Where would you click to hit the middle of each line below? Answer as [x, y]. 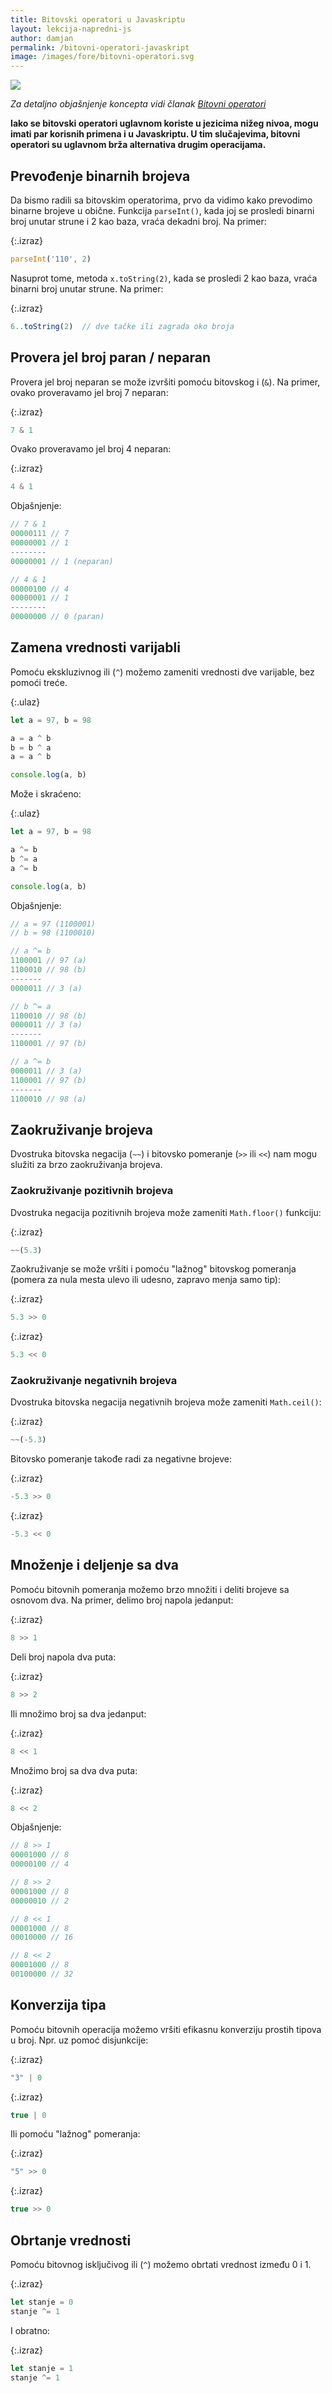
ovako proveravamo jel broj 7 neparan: [89, 392]
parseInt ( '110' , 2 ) [51, 259]
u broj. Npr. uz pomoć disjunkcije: [79, 2040]
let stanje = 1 [42, 2368]
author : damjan [42, 38]
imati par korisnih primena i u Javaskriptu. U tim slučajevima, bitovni [155, 134]
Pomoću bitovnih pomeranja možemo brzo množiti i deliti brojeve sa [150, 1589]
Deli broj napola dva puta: [63, 1657]
